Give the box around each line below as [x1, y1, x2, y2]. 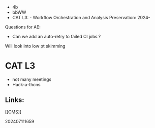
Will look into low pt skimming [5, 43, 65, 49]
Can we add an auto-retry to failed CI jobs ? [12, 34, 101, 39]
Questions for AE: [5, 24, 41, 30]
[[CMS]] [5, 109, 22, 115]
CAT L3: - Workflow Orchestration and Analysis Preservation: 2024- [12, 15, 151, 20]
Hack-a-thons [12, 81, 41, 87]
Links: [5, 96, 25, 104]
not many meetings [12, 76, 52, 82]
